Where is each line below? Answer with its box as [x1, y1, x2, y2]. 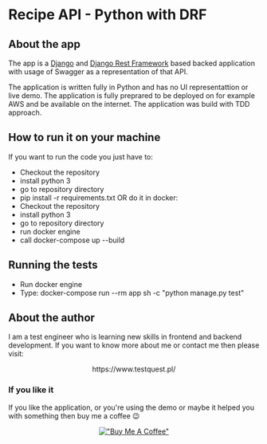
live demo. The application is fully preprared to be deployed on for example [8, 91, 255, 100]
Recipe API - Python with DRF [8, 6, 207, 24]
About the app [8, 37, 81, 51]
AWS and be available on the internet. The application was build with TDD [8, 100, 250, 108]
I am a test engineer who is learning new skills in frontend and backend [8, 332, 242, 342]
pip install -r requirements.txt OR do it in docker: [19, 193, 179, 202]
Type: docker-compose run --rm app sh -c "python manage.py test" [19, 288, 245, 297]
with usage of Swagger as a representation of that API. [8, 67, 189, 77]
